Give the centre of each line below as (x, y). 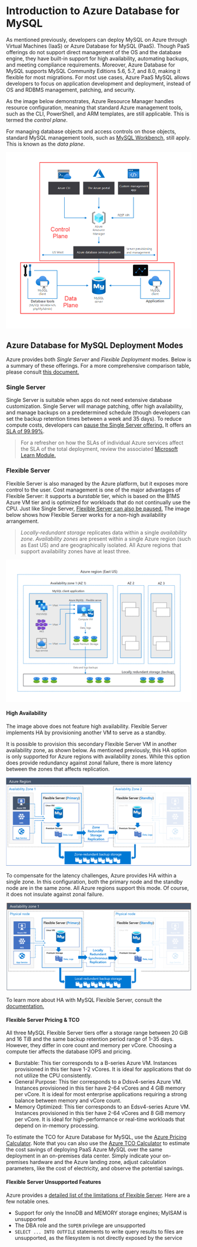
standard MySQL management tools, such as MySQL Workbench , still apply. (98, 137)
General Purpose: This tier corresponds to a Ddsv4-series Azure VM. (98, 1082)
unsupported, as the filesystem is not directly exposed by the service (98, 1238)
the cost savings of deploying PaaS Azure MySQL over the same (84, 1150)
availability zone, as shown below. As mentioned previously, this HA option (96, 750)
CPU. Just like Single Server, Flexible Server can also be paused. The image (98, 509)
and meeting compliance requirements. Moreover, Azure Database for (91, 65)
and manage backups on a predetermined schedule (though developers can (98, 413)
